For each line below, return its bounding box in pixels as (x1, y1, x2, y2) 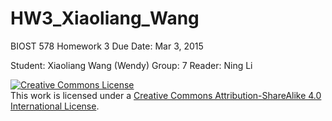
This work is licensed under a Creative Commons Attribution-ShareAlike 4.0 (10, 89, 322, 101)
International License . (10, 100, 100, 112)
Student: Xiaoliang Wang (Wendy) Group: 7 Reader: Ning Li (10, 59, 253, 71)
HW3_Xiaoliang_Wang (10, 7, 200, 30)
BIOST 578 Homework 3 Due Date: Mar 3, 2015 (10, 40, 204, 52)
